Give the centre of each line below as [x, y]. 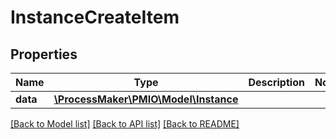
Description [276, 82]
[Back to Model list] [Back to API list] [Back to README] [125, 124]
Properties [44, 54]
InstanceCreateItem [95, 17]
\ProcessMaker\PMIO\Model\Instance [146, 99]
